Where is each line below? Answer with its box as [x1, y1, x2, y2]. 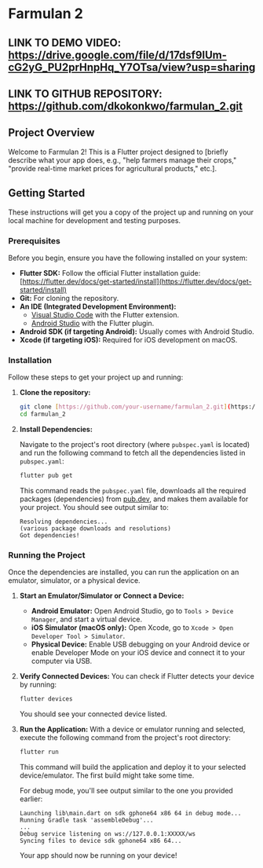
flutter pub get [19, 471, 73, 479]
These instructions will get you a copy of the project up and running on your [8, 207, 254, 217]
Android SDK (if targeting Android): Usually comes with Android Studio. [19, 327, 255, 336]
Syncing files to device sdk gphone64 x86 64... [19, 837, 182, 844]
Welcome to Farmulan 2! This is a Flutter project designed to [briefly [8, 147, 228, 156]
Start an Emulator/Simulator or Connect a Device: [19, 591, 184, 601]
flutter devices [19, 695, 73, 703]
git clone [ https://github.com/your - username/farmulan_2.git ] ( [19, 403, 232, 411]
